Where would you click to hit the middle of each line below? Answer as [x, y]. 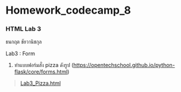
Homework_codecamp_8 [68, 10]
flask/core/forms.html [41, 72]
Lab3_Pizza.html [40, 83]
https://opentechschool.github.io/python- [124, 65]
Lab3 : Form [20, 53]
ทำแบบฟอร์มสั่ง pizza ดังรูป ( [44, 65]
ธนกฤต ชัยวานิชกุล [24, 42]
